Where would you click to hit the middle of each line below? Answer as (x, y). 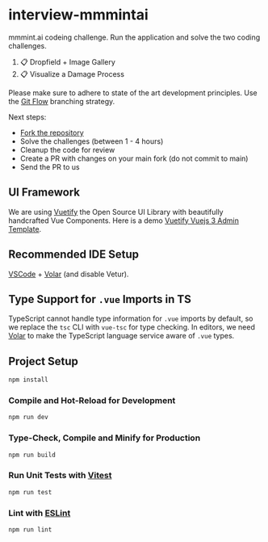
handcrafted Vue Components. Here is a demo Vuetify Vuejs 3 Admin (124, 221)
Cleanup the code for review (67, 149)
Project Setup (44, 361)
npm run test (30, 492)
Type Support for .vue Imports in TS (100, 299)
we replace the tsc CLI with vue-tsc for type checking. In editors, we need (132, 327)
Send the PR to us (50, 166)
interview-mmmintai (79, 15)
